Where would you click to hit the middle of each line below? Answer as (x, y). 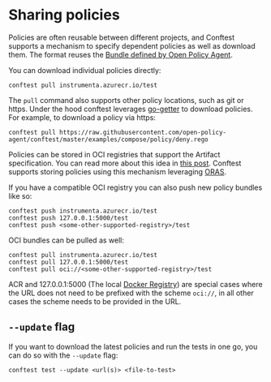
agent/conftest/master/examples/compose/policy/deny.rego (108, 139)
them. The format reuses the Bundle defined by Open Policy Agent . (120, 54)
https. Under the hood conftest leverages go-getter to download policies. (131, 109)
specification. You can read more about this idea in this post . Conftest (125, 163)
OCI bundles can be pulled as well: (66, 240)
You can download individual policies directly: (85, 70)
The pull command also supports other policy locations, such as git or (126, 100)
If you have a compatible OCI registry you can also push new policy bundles (135, 187)
